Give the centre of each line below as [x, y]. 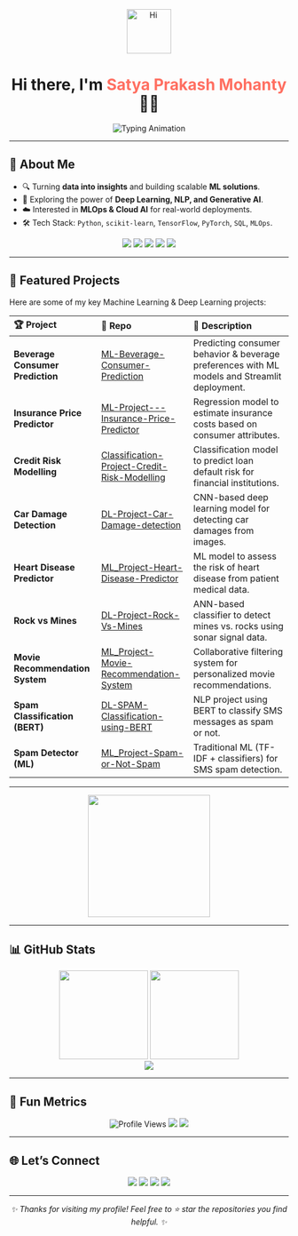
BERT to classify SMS [239, 710]
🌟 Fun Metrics [48, 1101]
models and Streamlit [238, 376]
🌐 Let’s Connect [55, 1160]
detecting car [221, 519]
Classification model [236, 450]
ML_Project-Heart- [142, 567]
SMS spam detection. [238, 770]
